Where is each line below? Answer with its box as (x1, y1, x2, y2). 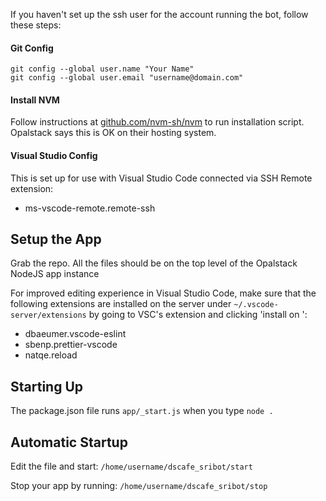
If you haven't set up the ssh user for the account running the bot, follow (10, 9, 309, 20)
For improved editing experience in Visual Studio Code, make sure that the (10, 287, 317, 299)
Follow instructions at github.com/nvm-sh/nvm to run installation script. (10, 116, 305, 128)
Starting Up (10, 378, 84, 395)
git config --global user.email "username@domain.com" (10, 73, 244, 83)
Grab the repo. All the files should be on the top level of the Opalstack (10, 257, 298, 269)
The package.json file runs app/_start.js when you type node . (10, 405, 274, 417)
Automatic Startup (10, 434, 128, 451)
